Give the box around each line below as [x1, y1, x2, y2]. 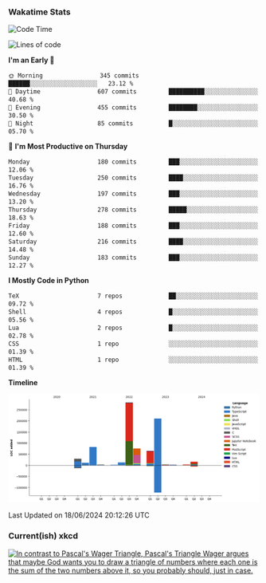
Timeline [8, 378, 38, 388]
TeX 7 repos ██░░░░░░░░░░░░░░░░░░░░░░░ [8, 292, 259, 301]
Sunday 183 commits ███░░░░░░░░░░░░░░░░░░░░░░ [8, 254, 259, 262]
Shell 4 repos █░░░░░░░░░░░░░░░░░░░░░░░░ [8, 308, 259, 317]
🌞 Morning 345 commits [8, 72, 139, 80]
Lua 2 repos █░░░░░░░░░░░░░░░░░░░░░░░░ [8, 324, 259, 333]
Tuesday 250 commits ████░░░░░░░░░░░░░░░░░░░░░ [8, 174, 259, 182]
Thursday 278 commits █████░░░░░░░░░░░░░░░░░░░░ [8, 206, 259, 214]
